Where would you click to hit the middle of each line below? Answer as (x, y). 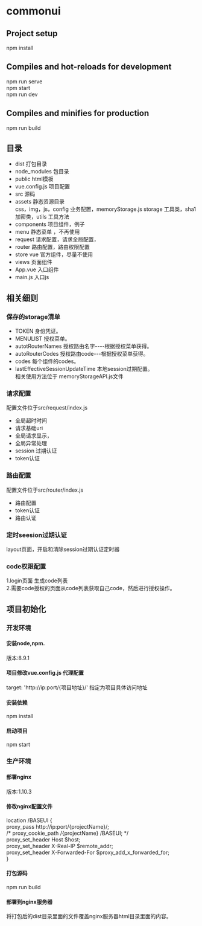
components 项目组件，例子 (50, 224)
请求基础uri (29, 428)
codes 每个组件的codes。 (47, 361)
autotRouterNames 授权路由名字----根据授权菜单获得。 (84, 346)
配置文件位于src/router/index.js (45, 490)
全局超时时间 (31, 420)
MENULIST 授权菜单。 (43, 339)
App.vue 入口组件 (37, 269)
